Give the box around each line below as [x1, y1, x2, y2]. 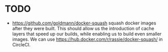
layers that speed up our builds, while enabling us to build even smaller [12, 31, 162, 37]
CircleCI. [12, 41, 31, 47]
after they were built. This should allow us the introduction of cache [12, 25, 154, 31]
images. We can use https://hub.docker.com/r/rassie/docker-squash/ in [12, 36, 163, 42]
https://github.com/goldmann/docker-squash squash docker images [12, 20, 156, 26]
